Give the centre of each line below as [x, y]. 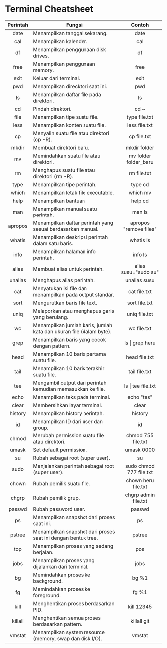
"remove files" [140, 229]
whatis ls [140, 240]
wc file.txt [140, 328]
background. [48, 581]
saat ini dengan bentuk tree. [66, 538]
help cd [140, 201]
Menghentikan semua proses [67, 618]
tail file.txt [140, 371]
